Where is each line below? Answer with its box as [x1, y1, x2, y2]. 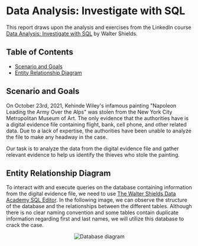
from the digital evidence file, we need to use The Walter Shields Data [6, 190, 176, 198]
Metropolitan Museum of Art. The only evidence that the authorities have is [6, 114, 189, 122]
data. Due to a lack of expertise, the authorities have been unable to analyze [6, 127, 192, 134]
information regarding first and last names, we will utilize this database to [6, 215, 184, 222]
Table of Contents [6, 47, 74, 57]
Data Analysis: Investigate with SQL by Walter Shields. [6, 30, 138, 37]
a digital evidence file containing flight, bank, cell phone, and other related [6, 121, 187, 128]
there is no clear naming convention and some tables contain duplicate [6, 209, 179, 216]
